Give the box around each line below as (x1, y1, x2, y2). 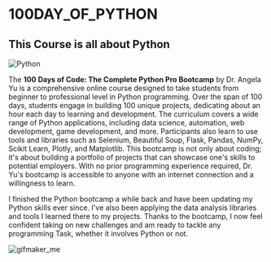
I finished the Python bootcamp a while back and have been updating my (8, 194, 254, 203)
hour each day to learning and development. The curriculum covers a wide (8, 109, 259, 119)
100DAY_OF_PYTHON (8, 5, 158, 24)
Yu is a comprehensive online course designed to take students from (8, 83, 239, 93)
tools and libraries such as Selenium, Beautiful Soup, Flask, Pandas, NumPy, (8, 135, 264, 145)
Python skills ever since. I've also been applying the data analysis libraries (8, 203, 257, 212)
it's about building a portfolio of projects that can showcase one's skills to (8, 152, 256, 162)
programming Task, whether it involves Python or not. (8, 229, 189, 238)
